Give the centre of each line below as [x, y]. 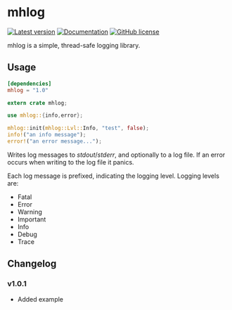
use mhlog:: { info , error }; [45, 116]
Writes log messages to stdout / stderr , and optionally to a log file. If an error [116, 155]
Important [32, 219]
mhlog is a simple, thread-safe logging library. [74, 45]
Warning [30, 212]
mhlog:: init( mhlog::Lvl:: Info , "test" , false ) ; [78, 128]
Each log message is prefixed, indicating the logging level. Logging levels [114, 176]
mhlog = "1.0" [28, 90]
